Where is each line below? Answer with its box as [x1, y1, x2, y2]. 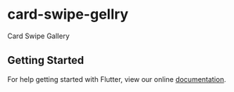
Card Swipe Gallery [7, 31, 70, 41]
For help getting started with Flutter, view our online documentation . [7, 74, 226, 83]
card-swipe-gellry [7, 5, 129, 23]
